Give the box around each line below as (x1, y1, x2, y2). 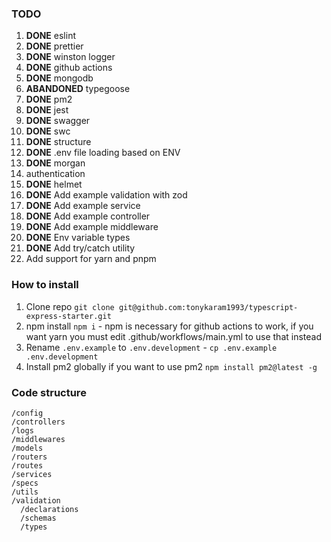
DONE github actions (25, 62, 113, 74)
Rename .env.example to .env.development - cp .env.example (25, 341, 278, 353)
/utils (11, 487, 39, 497)
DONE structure (25, 136, 92, 148)
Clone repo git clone (25, 300, 115, 312)
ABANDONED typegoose (25, 83, 131, 95)
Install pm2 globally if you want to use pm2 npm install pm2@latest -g (25, 360, 318, 372)
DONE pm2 (25, 93, 73, 106)
